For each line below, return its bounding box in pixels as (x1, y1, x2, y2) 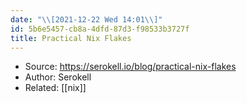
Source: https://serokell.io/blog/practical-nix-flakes (24, 61, 237, 73)
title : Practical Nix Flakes (10, 33, 132, 43)
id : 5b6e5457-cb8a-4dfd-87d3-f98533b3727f (10, 24, 190, 34)
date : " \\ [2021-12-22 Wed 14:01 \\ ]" (10, 14, 163, 25)
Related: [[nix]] (24, 82, 87, 94)
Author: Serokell (24, 71, 92, 83)
